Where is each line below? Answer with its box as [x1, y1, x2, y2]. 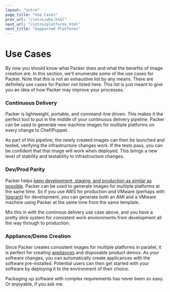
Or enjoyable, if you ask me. [5, 281, 64, 287]
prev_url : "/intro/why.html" [5, 17, 67, 22]
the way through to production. [5, 220, 70, 226]
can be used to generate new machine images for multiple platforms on [5, 122, 155, 128]
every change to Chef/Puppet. [5, 127, 69, 133]
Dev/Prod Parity [5, 166, 45, 173]
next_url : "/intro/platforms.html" [5, 21, 81, 27]
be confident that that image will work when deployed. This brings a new [5, 148, 157, 154]
